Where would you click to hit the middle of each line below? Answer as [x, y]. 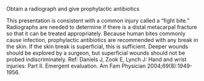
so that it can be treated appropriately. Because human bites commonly [96, 33]
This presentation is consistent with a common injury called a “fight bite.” [98, 20]
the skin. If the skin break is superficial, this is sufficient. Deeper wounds [97, 46]
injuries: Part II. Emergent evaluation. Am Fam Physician [76, 66]
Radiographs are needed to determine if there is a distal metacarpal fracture [102, 27]
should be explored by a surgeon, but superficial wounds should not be [96, 53]
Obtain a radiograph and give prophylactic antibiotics [73, 9]
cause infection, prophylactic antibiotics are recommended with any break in [102, 40]
